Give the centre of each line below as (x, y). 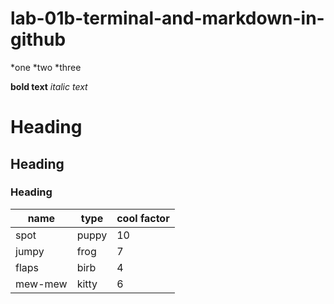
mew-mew (41, 284)
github (38, 39)
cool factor (143, 218)
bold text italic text (49, 86)
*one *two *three (46, 67)
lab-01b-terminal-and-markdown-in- (167, 18)
